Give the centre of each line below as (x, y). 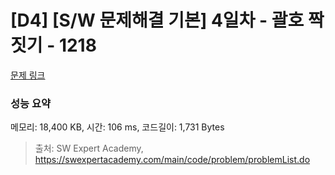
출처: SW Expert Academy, (89, 148)
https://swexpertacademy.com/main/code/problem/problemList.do (172, 160)
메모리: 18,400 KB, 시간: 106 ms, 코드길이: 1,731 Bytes (117, 127)
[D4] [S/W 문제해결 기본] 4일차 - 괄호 (157, 20)
